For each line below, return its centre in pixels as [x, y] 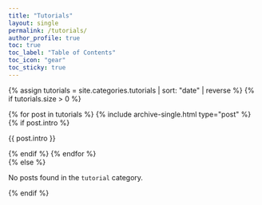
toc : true [25, 45]
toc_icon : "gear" [37, 61]
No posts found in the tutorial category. [76, 177]
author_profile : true [44, 38]
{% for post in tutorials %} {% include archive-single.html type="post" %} [130, 114]
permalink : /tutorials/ [48, 30]
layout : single [34, 23]
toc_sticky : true [37, 68]
